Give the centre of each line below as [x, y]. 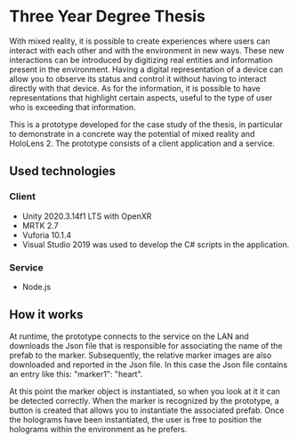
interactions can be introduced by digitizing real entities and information [141, 60]
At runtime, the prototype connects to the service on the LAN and [129, 336]
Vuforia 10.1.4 [47, 235]
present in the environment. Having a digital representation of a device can [146, 69]
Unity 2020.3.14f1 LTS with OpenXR [87, 216]
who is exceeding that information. [72, 107]
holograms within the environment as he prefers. [98, 429]
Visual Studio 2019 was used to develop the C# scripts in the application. [156, 244]
